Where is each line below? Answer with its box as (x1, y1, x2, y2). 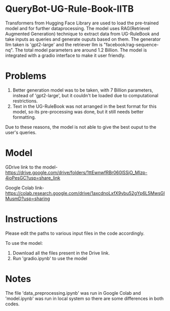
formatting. (12, 114, 37, 120)
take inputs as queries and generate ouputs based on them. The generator (5, 36, 161, 42)
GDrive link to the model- (5, 164, 58, 170)
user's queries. (5, 129, 37, 135)
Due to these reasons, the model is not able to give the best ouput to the (5, 124, 156, 130)
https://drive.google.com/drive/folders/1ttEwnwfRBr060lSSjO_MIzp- (5, 169, 148, 176)
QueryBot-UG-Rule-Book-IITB (5, 3, 134, 15)
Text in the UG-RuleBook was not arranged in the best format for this (12, 103, 157, 109)
